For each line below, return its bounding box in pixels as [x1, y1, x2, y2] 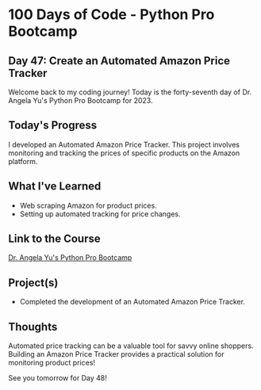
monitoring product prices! [8, 358, 96, 368]
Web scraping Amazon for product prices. [19, 201, 157, 210]
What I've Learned [8, 180, 102, 193]
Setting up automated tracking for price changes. [19, 208, 181, 219]
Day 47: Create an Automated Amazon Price [8, 54, 231, 67]
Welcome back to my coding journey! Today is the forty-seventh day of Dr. [8, 87, 252, 97]
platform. [8, 156, 38, 166]
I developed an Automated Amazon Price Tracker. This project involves [8, 140, 240, 149]
